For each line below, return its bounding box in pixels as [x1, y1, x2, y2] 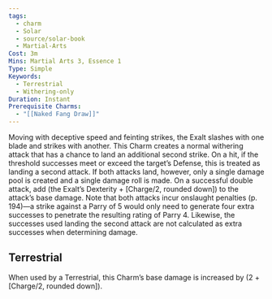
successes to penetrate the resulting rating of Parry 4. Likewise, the [8, 210, 235, 219]
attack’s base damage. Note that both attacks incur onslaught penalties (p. [8, 193, 258, 202]
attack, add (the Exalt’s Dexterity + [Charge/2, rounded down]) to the [8, 184, 240, 193]
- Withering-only [15, 87, 75, 96]
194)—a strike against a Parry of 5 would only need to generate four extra [8, 201, 255, 211]
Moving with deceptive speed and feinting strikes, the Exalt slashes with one [8, 132, 265, 142]
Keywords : [8, 72, 42, 80]
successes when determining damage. [8, 227, 138, 236]
